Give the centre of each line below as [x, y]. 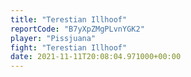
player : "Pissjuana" [53, 38]
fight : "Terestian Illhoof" [69, 47]
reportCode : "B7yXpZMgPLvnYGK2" [77, 29]
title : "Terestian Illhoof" [69, 19]
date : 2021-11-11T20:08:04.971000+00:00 [96, 57]
